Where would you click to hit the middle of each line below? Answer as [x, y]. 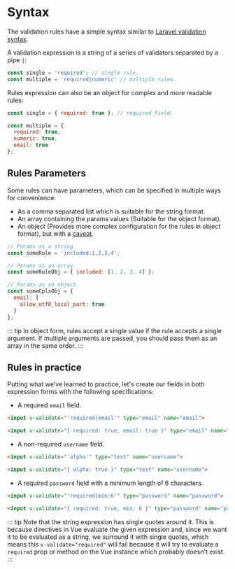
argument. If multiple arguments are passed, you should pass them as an [112, 338]
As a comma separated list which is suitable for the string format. [111, 211]
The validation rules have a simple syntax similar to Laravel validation [107, 31]
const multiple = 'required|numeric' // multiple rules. [92, 79]
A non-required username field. [61, 444]
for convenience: [31, 197]
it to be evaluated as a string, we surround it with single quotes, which [108, 537]
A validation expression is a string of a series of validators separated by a [113, 52]
